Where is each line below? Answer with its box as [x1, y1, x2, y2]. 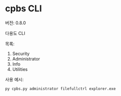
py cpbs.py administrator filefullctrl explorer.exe [5, 86, 116, 91]
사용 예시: [5, 76, 24, 82]
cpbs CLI [5, 3, 42, 14]
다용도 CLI [5, 30, 26, 36]
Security [12, 50, 30, 57]
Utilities [12, 66, 28, 72]
